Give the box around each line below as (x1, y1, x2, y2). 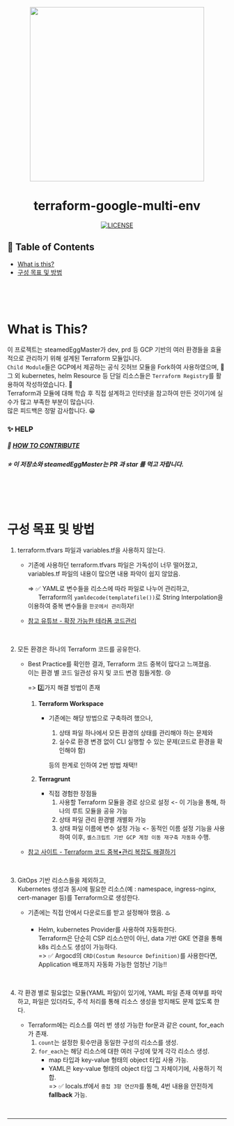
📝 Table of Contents (7, 241, 95, 253)
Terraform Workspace (38, 699, 104, 707)
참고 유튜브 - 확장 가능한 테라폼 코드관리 (27, 616, 137, 624)
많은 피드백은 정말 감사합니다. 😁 (7, 406, 95, 414)
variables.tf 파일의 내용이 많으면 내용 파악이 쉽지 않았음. (27, 569, 181, 578)
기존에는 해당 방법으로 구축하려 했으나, (48, 714, 153, 722)
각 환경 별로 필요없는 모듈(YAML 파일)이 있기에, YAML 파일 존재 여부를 (17, 988, 210, 997)
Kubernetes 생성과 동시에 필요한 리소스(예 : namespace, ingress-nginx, (17, 885, 217, 893)
